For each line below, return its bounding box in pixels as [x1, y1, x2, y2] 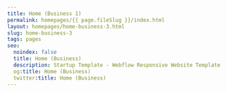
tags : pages [7, 36, 41, 43]
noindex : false [13, 49, 57, 56]
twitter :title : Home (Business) [13, 74, 107, 82]
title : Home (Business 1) [7, 10, 81, 17]
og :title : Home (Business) [13, 68, 91, 75]
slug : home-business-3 [7, 29, 72, 37]
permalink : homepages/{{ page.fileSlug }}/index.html [7, 17, 166, 24]
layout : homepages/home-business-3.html [7, 23, 126, 30]
